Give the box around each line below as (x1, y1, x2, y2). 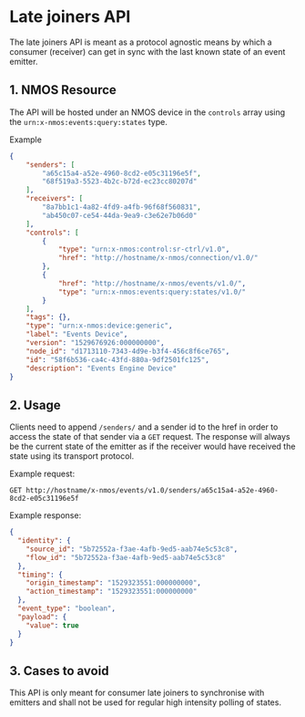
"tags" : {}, (25, 313, 71, 322)
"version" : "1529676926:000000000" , (25, 338, 166, 348)
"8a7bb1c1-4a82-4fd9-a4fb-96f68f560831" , (42, 203, 202, 212)
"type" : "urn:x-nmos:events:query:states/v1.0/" (57, 287, 247, 296)
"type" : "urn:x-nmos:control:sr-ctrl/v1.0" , (57, 244, 230, 255)
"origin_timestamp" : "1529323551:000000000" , (25, 578, 202, 587)
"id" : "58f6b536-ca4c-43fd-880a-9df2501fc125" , (25, 355, 209, 364)
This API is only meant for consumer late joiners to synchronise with (9, 687, 265, 699)
